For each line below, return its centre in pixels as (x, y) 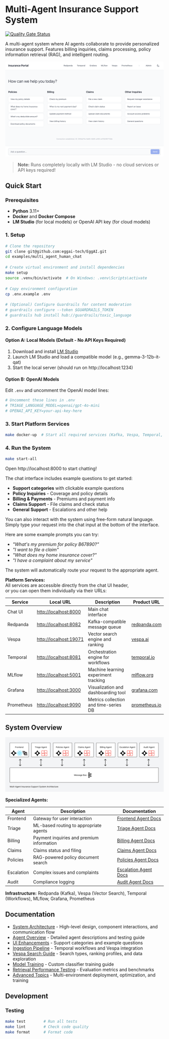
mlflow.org (143, 674)
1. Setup (15, 235)
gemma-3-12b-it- (143, 357)
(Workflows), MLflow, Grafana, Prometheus (50, 898)
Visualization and (106, 687)
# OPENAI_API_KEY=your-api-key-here (44, 411)
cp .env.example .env (28, 294)
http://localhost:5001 (59, 674)
